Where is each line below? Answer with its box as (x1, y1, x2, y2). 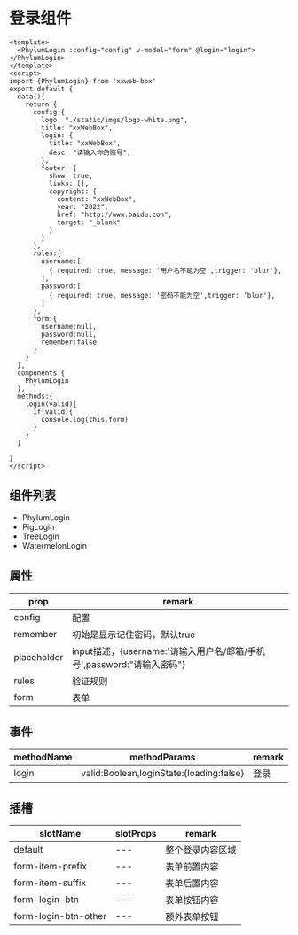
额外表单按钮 (165, 910, 219, 923)
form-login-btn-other (13, 910, 107, 923)
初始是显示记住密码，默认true (72, 628, 196, 641)
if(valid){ (32, 407, 74, 417)
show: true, (48, 171, 93, 180)
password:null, (41, 330, 98, 339)
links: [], (48, 179, 90, 188)
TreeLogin (21, 531, 59, 542)
